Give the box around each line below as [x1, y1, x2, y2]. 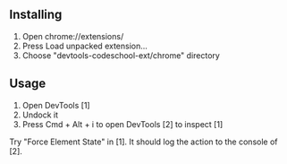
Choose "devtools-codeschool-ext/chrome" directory [21, 49, 221, 61]
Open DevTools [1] [21, 99, 91, 110]
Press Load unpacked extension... [21, 40, 148, 51]
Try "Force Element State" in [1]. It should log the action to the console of [9, 136, 278, 147]
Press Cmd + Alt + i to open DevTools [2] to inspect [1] [21, 118, 224, 129]
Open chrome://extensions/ [21, 30, 124, 41]
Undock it [21, 109, 59, 120]
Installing [9, 7, 63, 22]
